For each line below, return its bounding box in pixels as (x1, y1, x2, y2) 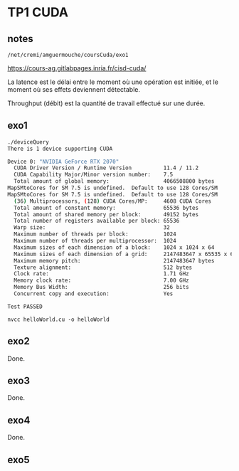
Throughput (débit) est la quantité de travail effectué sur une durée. (7, 99, 206, 107)
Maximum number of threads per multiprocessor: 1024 (14, 238, 176, 245)
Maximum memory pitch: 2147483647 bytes (14, 257, 215, 264)
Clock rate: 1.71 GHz (14, 270, 190, 277)
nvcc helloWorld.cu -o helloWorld (7, 316, 110, 323)
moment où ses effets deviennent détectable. (7, 85, 141, 93)
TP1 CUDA (7, 4, 69, 21)
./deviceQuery (7, 138, 50, 146)
